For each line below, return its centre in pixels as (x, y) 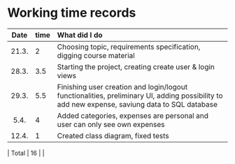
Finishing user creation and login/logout (122, 87)
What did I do (80, 35)
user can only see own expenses (111, 124)
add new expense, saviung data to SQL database (137, 104)
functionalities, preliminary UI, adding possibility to (140, 96)
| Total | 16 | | (26, 153)
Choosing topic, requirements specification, (129, 47)
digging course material (96, 55)
